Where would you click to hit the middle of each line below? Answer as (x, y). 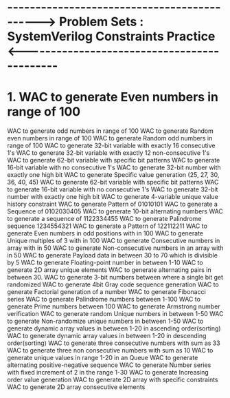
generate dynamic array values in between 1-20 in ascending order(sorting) (114, 328)
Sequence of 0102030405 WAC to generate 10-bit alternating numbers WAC (115, 211)
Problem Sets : (102, 22)
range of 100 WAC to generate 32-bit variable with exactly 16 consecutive (111, 146)
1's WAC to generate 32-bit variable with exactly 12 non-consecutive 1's (108, 153)
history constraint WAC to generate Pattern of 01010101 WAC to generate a (113, 204)
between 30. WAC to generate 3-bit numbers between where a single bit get (115, 277)
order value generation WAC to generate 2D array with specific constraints (113, 380)
